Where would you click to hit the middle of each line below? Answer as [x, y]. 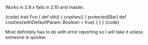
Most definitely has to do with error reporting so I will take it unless [74, 32]
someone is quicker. [26, 37]
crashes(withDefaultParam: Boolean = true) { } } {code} [62, 22]
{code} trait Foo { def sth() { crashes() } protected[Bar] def [66, 17]
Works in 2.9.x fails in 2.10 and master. [45, 7]
